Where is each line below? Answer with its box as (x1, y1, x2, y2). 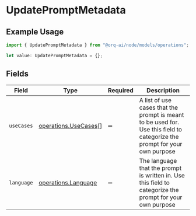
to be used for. (139, 118, 180, 126)
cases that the (139, 103, 178, 112)
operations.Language (38, 179, 97, 187)
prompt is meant (139, 110, 184, 119)
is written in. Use (139, 171, 185, 179)
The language (139, 156, 177, 165)
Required (107, 86, 134, 94)
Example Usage (6, 27, 64, 37)
